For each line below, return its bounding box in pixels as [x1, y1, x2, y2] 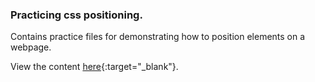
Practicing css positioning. [10, 8, 143, 22]
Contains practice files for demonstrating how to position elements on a [10, 31, 306, 43]
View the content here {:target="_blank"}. [10, 61, 179, 73]
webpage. [10, 41, 52, 53]
